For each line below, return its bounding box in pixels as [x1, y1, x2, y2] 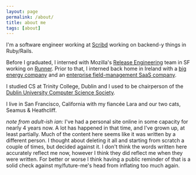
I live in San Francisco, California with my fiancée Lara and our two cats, [6, 101, 181, 108]
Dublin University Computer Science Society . [6, 89, 116, 96]
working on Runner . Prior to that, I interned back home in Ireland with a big [6, 65, 187, 72]
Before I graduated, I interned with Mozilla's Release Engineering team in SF [6, 59, 190, 66]
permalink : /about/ [6, 14, 54, 20]
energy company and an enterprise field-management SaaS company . [6, 71, 177, 78]
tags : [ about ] [6, 25, 41, 31]
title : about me [6, 19, 46, 25]
